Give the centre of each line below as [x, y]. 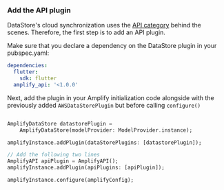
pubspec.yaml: [28, 53]
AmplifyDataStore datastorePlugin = [60, 123]
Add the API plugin [39, 10]
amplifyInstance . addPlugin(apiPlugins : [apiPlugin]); [86, 168]
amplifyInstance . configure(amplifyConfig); [71, 180]
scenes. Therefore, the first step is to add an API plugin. [86, 32]
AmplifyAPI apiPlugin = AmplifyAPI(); [63, 161]
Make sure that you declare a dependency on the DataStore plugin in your [112, 46]
